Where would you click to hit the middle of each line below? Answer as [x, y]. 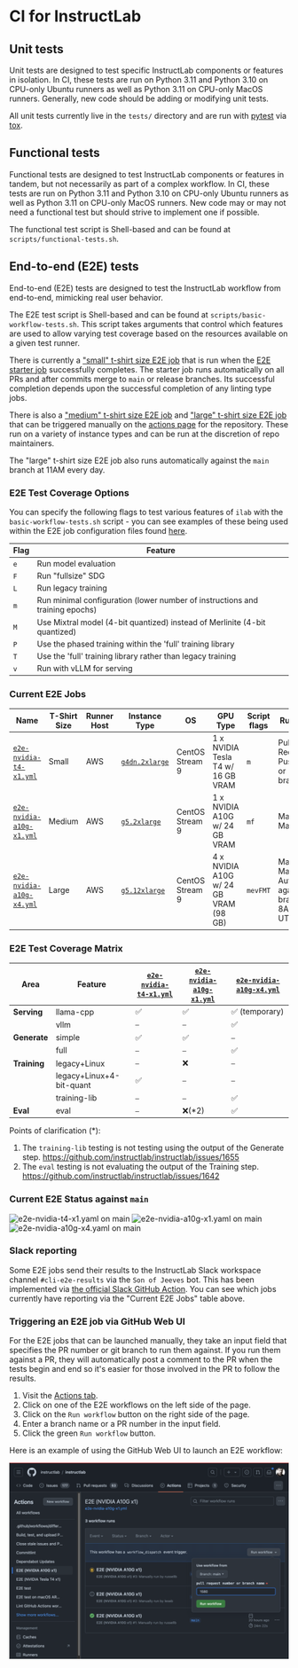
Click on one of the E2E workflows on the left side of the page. [136, 1405]
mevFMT [259, 890]
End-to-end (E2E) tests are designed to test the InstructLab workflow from [145, 288]
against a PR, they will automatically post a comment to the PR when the [141, 1359]
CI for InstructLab [75, 16]
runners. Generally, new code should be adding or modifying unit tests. [139, 98]
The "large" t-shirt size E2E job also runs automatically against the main [139, 460]
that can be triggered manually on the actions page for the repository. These [149, 424]
